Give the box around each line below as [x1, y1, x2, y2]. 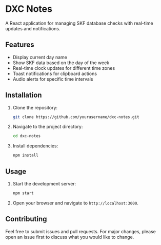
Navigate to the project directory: [12, 124, 83, 130]
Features [5, 41, 34, 49]
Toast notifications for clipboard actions [12, 70, 97, 77]
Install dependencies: [12, 143, 58, 149]
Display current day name [12, 54, 68, 60]
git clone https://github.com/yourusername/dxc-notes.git [12, 114, 139, 120]
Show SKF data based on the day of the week [12, 60, 109, 66]
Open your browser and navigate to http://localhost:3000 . [12, 200, 138, 206]
